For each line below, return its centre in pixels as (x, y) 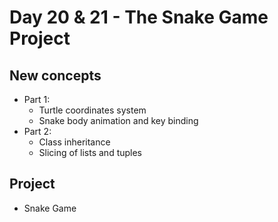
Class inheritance (74, 142)
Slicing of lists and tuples (90, 152)
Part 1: (37, 99)
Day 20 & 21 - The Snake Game (139, 17)
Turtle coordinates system (92, 110)
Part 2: (37, 131)
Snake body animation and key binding (118, 120)
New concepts (55, 75)
